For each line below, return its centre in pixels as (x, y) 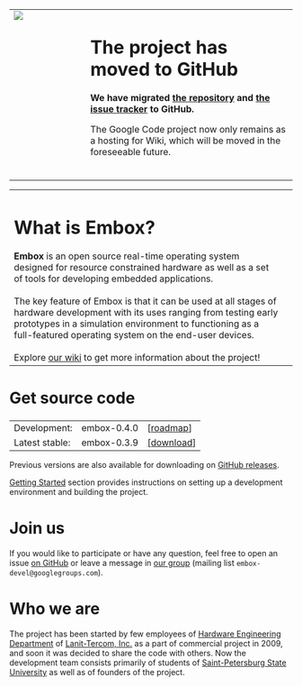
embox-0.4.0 (110, 427)
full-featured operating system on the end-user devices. (134, 335)
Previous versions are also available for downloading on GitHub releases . (145, 464)
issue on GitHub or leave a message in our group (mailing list (122, 563)
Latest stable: (42, 443)
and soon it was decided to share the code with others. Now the (128, 653)
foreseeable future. (131, 152)
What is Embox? (84, 228)
